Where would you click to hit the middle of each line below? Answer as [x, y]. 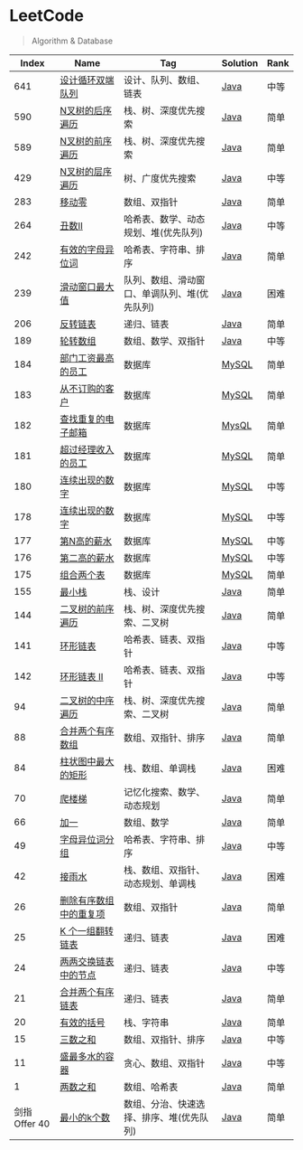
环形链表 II [82, 676]
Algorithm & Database [72, 41]
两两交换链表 [87, 961]
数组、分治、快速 [160, 1104]
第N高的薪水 [86, 541]
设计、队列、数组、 [164, 80]
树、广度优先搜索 [160, 178]
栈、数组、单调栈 [160, 768]
